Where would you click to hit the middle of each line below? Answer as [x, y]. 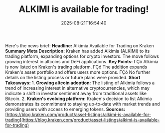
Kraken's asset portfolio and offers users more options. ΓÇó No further [78, 72]
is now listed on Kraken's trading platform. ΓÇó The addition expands [76, 67]
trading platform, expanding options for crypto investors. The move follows [82, 56]
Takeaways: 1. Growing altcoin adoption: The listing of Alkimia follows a [80, 83]
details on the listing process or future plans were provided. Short [73, 77]
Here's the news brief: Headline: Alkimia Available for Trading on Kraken [80, 45]
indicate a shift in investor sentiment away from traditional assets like [76, 93]
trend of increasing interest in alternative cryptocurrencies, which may [77, 88]
